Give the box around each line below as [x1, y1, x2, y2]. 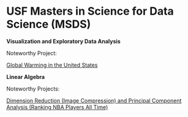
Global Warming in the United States [6, 61, 98, 69]
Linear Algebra [6, 73, 45, 80]
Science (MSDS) [6, 17, 91, 31]
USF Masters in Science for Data [6, 4, 175, 18]
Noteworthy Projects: [6, 85, 60, 92]
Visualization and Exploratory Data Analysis [6, 37, 121, 45]
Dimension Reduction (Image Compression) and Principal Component [6, 97, 182, 104]
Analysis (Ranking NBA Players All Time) [6, 103, 108, 111]
